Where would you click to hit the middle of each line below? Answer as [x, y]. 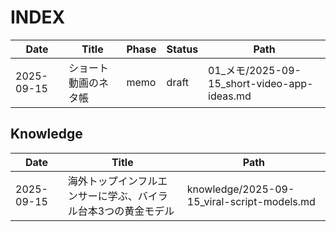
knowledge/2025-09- [240, 189]
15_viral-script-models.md [251, 201]
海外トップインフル [112, 181]
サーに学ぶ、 [107, 196]
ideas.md [230, 96]
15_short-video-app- [261, 83]
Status [182, 49]
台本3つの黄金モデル [126, 211]
